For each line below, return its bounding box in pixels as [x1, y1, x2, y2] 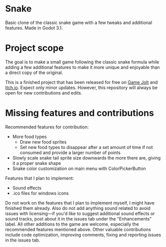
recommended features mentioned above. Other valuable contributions [5, 226, 151, 232]
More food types [12, 133, 47, 139]
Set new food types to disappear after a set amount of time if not [19, 144, 153, 150]
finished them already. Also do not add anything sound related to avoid [5, 205, 151, 211]
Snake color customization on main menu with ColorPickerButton [12, 165, 146, 171]
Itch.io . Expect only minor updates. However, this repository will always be [5, 84, 158, 90]
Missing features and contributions [5, 107, 155, 119]
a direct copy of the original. [5, 69, 63, 75]
